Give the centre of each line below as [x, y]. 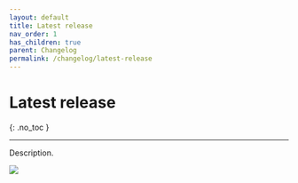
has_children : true [45, 42]
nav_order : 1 [33, 34]
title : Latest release [51, 26]
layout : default [39, 17]
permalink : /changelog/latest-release [81, 59]
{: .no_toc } [29, 127]
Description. [31, 153]
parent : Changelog [43, 51]
